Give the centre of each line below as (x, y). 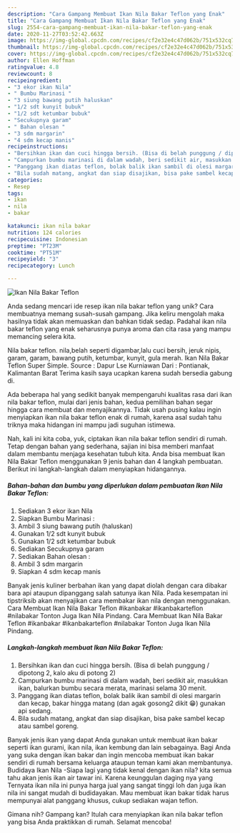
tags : (15, 193)
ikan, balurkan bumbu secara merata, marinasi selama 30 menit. (112, 688)
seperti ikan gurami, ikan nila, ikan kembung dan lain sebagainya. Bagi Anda (119, 747)
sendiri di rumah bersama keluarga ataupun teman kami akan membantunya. (120, 762)
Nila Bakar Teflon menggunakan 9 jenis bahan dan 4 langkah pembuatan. (115, 461)
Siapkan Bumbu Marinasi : (56, 518)
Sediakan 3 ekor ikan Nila (55, 510)
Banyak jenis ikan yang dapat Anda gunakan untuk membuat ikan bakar (112, 739)
